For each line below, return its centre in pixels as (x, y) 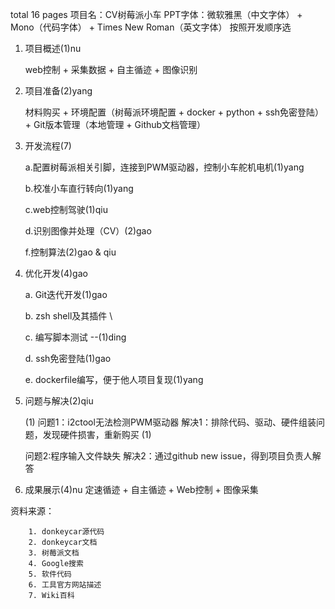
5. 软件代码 (50, 574)
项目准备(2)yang (58, 91)
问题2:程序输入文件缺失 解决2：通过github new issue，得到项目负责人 (168, 456)
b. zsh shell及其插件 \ (68, 316)
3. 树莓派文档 (54, 553)
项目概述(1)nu (53, 48)
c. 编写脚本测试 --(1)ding (75, 337)
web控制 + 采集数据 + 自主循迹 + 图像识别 (111, 69)
